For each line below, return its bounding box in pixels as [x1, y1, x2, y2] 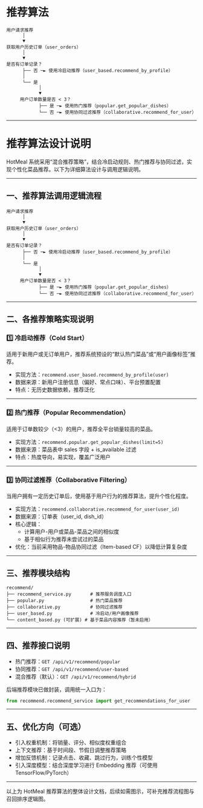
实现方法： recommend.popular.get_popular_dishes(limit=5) [14, 438, 164, 445]
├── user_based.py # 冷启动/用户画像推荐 [6, 610, 139, 617]
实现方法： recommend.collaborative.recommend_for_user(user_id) [14, 505, 180, 512]
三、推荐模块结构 [6, 568, 70, 578]
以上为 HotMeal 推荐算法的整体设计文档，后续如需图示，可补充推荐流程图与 [6, 788, 195, 795]
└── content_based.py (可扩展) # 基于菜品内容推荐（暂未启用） [6, 617, 153, 623]
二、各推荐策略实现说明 [6, 314, 94, 325]
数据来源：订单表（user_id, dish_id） [14, 512, 108, 520]
